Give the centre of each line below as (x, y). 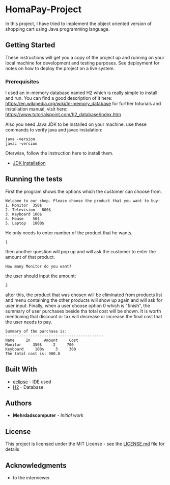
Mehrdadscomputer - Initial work (48, 415)
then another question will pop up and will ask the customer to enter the (81, 251)
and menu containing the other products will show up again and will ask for (84, 300)
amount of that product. (30, 257)
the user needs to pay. (29, 322)
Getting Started (30, 45)
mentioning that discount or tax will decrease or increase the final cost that (84, 316)
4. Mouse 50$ (22, 218)
